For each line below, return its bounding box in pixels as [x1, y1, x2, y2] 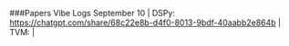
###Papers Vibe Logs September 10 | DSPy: [9, 8, 176, 18]
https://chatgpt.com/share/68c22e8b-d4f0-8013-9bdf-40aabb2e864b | [9, 17, 281, 28]
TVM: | [9, 27, 35, 37]
